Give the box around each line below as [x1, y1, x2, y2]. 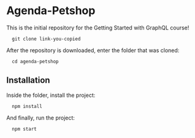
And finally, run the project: [6, 114, 75, 121]
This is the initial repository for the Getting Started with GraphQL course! [6, 24, 189, 31]
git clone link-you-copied [12, 36, 81, 42]
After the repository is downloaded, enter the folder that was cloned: [6, 47, 180, 54]
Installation [6, 75, 50, 86]
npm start [12, 126, 37, 132]
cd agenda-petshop [12, 58, 59, 64]
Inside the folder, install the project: [6, 91, 96, 99]
